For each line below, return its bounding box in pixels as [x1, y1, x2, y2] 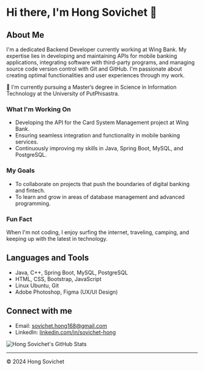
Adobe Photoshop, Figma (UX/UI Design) [15, 288, 118, 296]
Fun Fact [6, 215, 32, 223]
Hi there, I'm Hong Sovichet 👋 [6, 5, 157, 19]
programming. [15, 199, 51, 207]
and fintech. [15, 187, 46, 194]
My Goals [6, 167, 35, 175]
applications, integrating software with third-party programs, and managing [6, 59, 195, 66]
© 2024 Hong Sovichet [6, 358, 65, 365]
